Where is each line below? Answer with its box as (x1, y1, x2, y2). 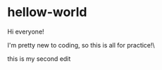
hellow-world (7, 4, 87, 20)
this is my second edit (7, 54, 71, 63)
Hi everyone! (7, 27, 44, 36)
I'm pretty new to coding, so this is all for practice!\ (7, 41, 155, 49)
